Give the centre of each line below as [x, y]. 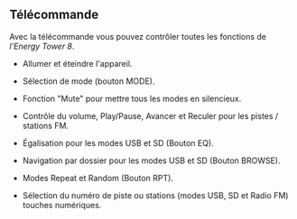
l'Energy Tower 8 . [42, 46]
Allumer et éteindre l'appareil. [77, 63]
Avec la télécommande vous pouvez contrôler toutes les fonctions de [138, 36]
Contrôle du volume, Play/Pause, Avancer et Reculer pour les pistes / [150, 115]
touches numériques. [62, 205]
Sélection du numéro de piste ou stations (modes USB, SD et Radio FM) [155, 195]
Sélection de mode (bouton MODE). [88, 81]
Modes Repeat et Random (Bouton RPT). [98, 178]
